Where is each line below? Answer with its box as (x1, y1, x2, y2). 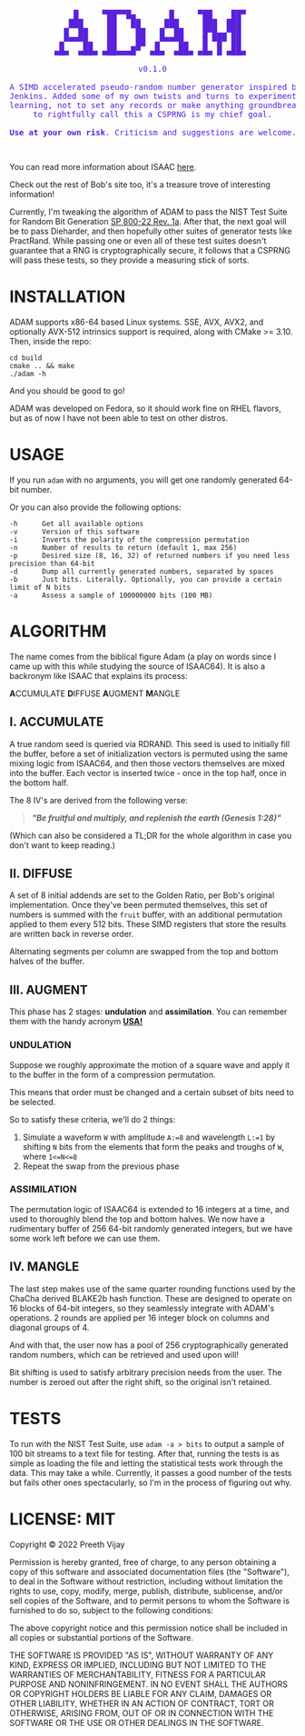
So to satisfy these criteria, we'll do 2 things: (9, 1113, 176, 1124)
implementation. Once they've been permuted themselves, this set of (9, 900, 268, 911)
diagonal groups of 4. (9, 1322, 90, 1332)
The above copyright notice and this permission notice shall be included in (9, 1622, 288, 1633)
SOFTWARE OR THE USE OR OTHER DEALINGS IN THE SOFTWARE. (9, 1717, 264, 1728)
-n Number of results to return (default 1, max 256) (9, 543, 238, 552)
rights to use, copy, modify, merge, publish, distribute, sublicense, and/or (9, 1585, 283, 1596)
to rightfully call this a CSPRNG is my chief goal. (33, 109, 272, 119)
